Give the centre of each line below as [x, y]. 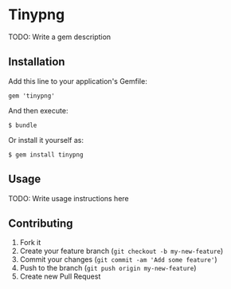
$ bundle [23, 125]
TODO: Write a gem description [60, 37]
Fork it [30, 243]
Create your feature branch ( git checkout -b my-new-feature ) [121, 251]
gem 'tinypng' [32, 96]
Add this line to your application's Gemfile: [78, 81]
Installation [37, 62]
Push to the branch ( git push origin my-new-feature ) [108, 268]
